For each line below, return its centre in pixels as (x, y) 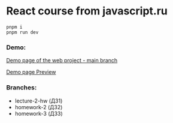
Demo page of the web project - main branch (62, 61)
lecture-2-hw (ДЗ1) (39, 101)
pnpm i (14, 27)
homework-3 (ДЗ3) (39, 113)
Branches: (22, 88)
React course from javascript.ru (87, 11)
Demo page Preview (31, 72)
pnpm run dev (22, 32)
